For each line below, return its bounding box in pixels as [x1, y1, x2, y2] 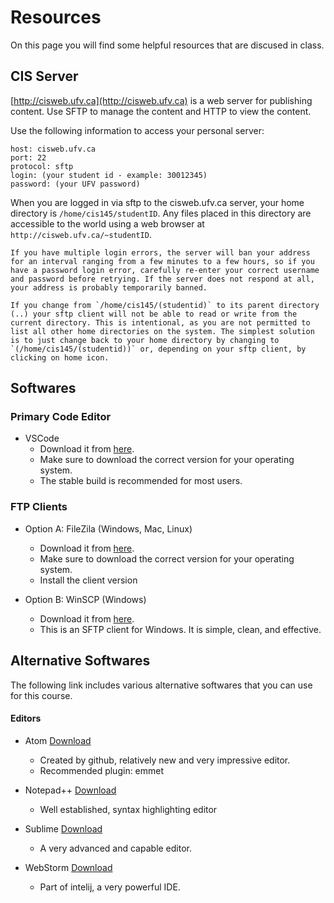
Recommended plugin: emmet [39, 764, 165, 776]
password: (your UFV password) [10, 179, 141, 189]
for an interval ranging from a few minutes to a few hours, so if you [10, 256, 315, 266]
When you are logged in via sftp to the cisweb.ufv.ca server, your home [10, 196, 305, 208]
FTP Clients [10, 500, 68, 514]
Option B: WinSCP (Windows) [24, 593, 147, 605]
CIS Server [10, 68, 79, 85]
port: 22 [10, 152, 47, 163]
